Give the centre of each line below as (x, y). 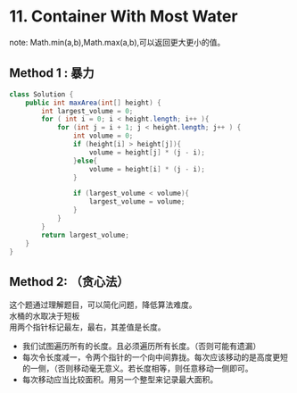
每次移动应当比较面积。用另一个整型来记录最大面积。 (120, 380)
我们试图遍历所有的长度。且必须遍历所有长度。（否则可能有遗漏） (141, 347)
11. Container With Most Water (124, 17)
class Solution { (41, 94)
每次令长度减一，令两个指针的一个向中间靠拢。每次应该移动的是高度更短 (155, 357)
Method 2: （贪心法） (69, 282)
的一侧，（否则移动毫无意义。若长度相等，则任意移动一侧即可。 (137, 369)
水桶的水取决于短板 (45, 316)
